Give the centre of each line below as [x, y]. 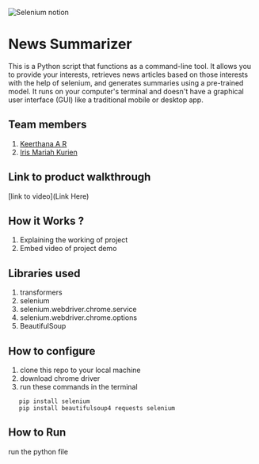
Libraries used [44, 273]
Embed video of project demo [68, 249]
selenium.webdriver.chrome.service [78, 310]
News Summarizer [70, 44]
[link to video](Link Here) [49, 196]
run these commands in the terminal [78, 387]
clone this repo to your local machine [80, 370]
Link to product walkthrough [80, 177]
